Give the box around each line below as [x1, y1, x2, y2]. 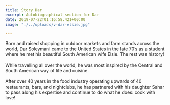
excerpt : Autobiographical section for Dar [5, 12, 100, 17]
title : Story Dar [5, 7, 42, 13]
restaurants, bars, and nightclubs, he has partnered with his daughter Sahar [5, 84, 164, 90]
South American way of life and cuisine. [5, 68, 89, 74]
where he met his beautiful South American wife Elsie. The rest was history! [5, 51, 164, 57]
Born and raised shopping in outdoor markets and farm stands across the [5, 40, 160, 47]
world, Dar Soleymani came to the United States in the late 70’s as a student [5, 46, 165, 52]
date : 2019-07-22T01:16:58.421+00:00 [5, 17, 86, 22]
